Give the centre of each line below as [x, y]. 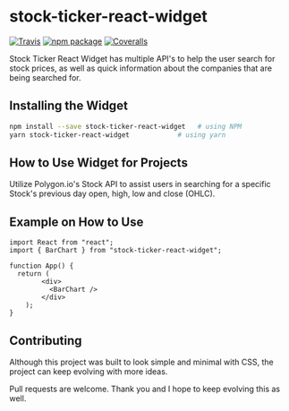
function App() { [42, 266]
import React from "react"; [62, 243]
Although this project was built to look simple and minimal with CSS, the [142, 362]
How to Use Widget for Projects [98, 163]
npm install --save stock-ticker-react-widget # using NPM [126, 126]
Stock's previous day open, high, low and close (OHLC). [112, 193]
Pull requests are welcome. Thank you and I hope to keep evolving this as [145, 389]
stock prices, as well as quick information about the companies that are [141, 68]
